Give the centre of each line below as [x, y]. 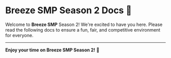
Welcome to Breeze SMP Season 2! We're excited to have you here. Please [84, 24]
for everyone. [19, 35]
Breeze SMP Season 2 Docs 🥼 [69, 10]
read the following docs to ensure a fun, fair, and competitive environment [83, 30]
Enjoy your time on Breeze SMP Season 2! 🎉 [52, 50]
